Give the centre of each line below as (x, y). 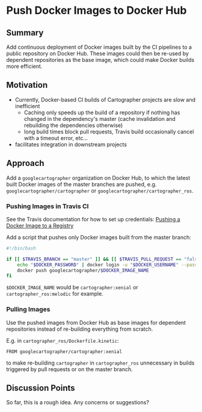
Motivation (27, 85)
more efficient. (24, 66)
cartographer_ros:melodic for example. (55, 294)
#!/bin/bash (21, 248)
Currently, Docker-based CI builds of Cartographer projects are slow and (105, 99)
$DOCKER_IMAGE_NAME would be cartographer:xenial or (72, 287)
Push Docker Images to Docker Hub (96, 11)
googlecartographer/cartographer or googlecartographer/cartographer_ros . (100, 191)
